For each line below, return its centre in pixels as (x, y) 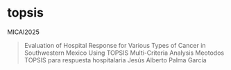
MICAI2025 (23, 32)
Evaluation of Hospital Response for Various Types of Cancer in (115, 45)
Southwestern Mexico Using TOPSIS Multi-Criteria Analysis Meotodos (124, 53)
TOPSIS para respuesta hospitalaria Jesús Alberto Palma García (115, 60)
